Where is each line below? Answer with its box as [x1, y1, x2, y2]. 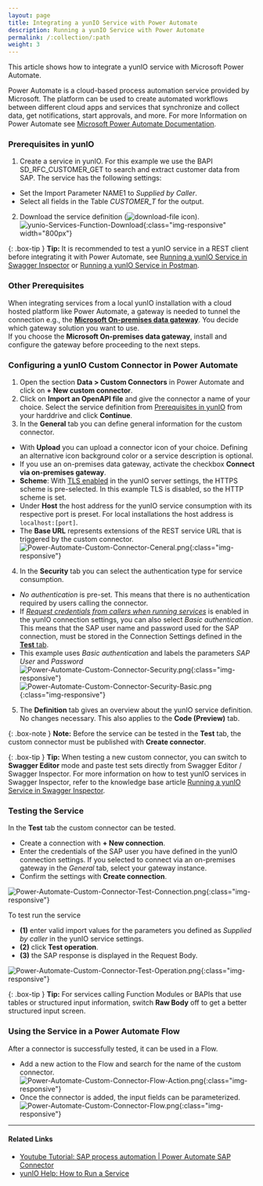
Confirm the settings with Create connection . [19, 872, 167, 881]
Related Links [8, 1134, 53, 1144]
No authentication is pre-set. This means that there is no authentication [19, 590, 250, 599]
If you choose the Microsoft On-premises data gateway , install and [8, 331, 227, 341]
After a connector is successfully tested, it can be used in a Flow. [8, 1044, 218, 1053]
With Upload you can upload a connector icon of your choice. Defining [19, 443, 248, 452]
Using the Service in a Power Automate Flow [8, 1026, 180, 1037]
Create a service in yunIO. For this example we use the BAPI [19, 156, 213, 166]
